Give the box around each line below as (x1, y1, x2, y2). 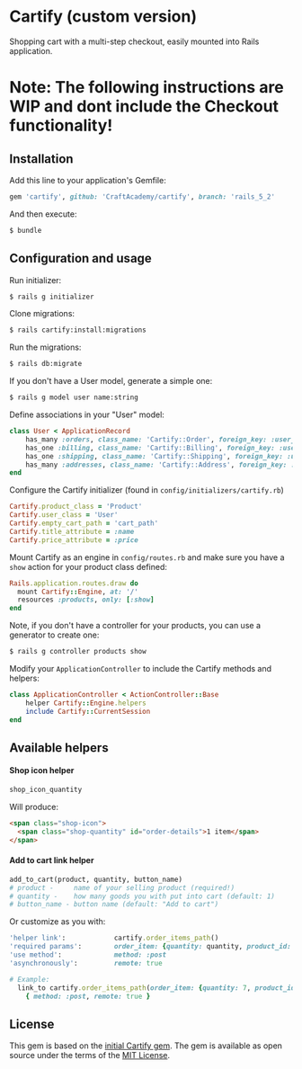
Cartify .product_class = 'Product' (9, 502, 143, 512)
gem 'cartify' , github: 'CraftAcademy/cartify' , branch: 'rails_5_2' (9, 192, 276, 201)
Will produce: (9, 801, 58, 812)
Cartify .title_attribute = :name (9, 527, 135, 536)
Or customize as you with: (9, 916, 106, 927)
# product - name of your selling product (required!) (9, 883, 235, 892)
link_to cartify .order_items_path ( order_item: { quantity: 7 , (17, 983, 252, 993)
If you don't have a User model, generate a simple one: (9, 376, 213, 387)
